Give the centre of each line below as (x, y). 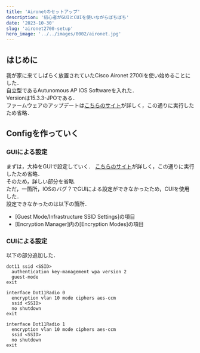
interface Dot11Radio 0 (36, 292)
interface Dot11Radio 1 (36, 324)
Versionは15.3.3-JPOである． (42, 98)
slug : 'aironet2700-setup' (40, 28)
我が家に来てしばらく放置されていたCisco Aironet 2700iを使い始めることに (99, 75)
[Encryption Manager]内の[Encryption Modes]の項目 (79, 224)
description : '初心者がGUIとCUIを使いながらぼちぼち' (68, 17)
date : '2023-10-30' (30, 23)
